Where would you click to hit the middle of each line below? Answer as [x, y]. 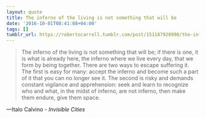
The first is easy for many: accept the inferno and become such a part [110, 72]
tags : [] [17, 29]
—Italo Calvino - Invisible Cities [46, 109]
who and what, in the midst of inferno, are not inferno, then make [103, 91]
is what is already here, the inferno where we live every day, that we [107, 59]
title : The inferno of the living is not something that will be [91, 18]
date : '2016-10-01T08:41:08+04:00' [52, 23]
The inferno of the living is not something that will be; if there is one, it [110, 52]
